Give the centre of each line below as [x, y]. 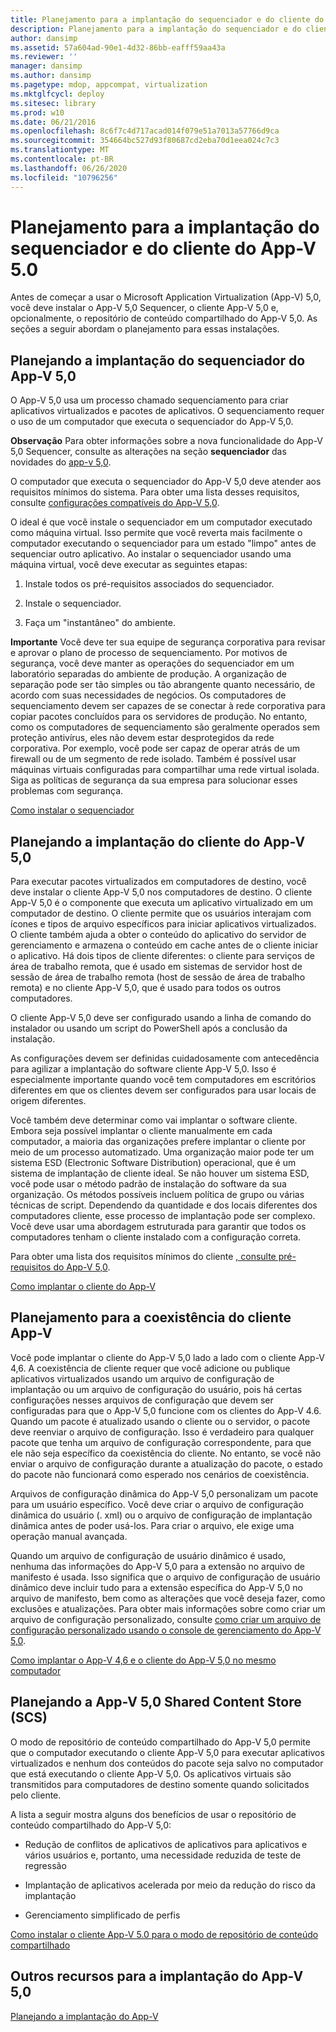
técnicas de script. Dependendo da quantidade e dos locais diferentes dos [164, 1205]
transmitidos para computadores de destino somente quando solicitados [160, 1784]
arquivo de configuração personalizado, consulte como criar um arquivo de [166, 1619]
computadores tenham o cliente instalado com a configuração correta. [156, 1237]
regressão [45, 1865]
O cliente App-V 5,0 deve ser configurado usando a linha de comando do [161, 1018]
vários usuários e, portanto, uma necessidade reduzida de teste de [163, 1855]
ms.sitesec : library [53, 103]
